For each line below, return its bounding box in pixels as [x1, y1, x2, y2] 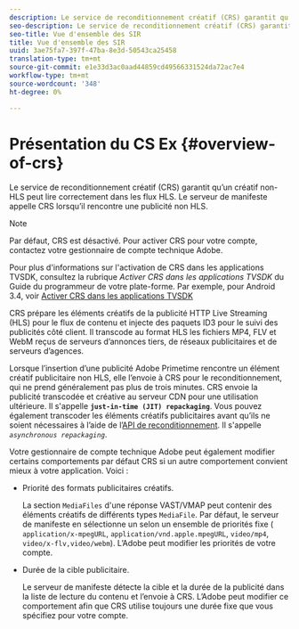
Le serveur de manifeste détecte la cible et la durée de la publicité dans [21, 582, 285, 592]
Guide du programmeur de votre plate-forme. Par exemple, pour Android [9, 282, 276, 292]
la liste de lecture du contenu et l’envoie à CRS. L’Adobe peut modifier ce [21, 592, 289, 602]
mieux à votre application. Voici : [9, 465, 129, 477]
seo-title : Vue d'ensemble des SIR [9, 29, 141, 38]
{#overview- [181, 134, 276, 154]
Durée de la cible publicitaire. [21, 565, 130, 576]
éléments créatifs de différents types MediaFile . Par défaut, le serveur [21, 510, 279, 520]
